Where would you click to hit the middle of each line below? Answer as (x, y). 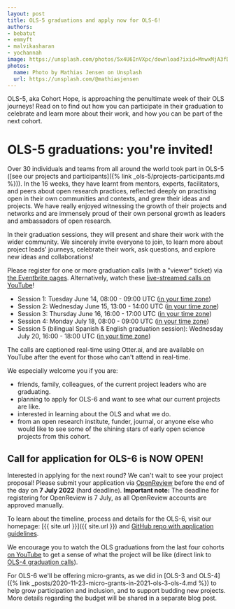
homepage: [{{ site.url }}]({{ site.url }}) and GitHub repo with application (111, 526)
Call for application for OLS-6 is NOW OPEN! (106, 459)
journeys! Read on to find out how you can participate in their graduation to (115, 107)
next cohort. (25, 121)
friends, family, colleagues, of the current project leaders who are (112, 384)
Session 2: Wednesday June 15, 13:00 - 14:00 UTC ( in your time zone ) (118, 306)
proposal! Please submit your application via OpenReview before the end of (116, 483)
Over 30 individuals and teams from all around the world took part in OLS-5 (116, 169)
